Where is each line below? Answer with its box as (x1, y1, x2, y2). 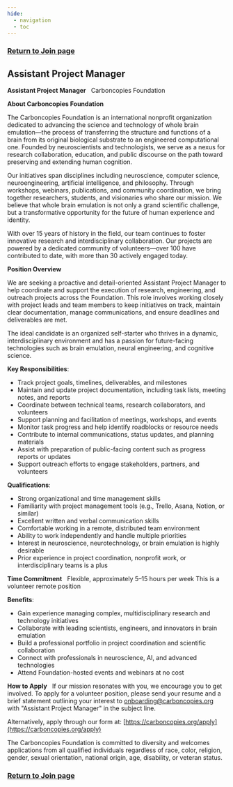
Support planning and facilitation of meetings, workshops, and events (17, 416, 217, 424)
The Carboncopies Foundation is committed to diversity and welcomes (7, 739, 210, 747)
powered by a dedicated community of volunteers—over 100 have (7, 244, 196, 253)
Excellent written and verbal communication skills (17, 517, 159, 525)
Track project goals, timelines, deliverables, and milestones (17, 378, 188, 387)
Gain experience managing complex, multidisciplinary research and (17, 609, 211, 617)
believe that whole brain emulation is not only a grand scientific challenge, (7, 201, 220, 209)
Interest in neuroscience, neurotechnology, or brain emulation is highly (17, 539, 220, 548)
